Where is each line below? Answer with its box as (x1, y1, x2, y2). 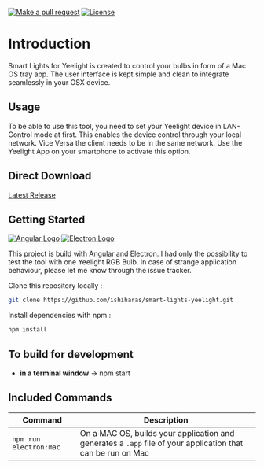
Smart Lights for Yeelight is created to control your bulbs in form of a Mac (8, 61, 247, 70)
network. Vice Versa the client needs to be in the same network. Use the (8, 138, 243, 147)
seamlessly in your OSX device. (8, 77, 111, 87)
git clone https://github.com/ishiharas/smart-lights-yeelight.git (8, 296, 234, 305)
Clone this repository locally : (8, 281, 103, 290)
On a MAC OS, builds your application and (79, 427, 235, 438)
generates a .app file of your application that (79, 438, 244, 449)
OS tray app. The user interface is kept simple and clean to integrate (8, 69, 229, 79)
